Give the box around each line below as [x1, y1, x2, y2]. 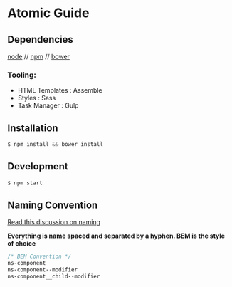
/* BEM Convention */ [7, 253, 72, 261]
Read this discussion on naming [7, 218, 101, 226]
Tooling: [7, 70, 37, 80]
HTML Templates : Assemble [17, 86, 102, 95]
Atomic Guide [7, 5, 90, 21]
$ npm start [7, 179, 43, 187]
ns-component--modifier [7, 266, 78, 273]
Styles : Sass [17, 94, 56, 103]
